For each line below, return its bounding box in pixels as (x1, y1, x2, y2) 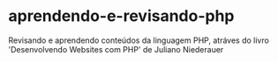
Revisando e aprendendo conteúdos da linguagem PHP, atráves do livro (8, 35, 270, 45)
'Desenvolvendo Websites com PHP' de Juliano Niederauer (8, 44, 224, 54)
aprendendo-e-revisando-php (8, 6, 235, 26)
